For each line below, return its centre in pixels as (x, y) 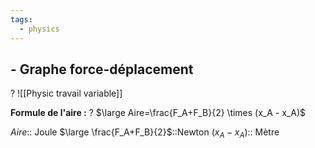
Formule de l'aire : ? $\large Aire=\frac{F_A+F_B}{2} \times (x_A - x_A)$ (158, 113)
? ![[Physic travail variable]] (66, 93)
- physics (39, 29)
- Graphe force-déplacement (102, 69)
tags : (21, 19)
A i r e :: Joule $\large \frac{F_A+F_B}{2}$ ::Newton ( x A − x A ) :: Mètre (145, 133)
